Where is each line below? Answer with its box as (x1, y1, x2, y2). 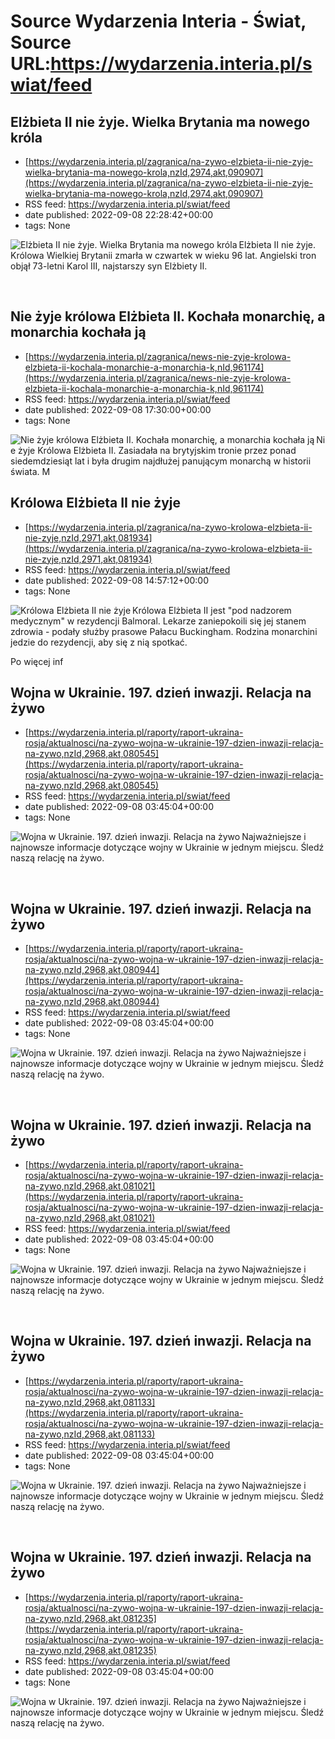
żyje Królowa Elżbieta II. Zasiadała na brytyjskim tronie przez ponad (18, 444, 297, 456)
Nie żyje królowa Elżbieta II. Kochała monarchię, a (10, 308, 326, 325)
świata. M (10, 465, 51, 477)
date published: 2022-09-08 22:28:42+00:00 (24, 209, 214, 220)
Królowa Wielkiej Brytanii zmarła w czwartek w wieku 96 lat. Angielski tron (10, 250, 317, 261)
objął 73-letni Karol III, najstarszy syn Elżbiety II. (10, 260, 208, 272)
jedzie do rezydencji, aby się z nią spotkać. (10, 636, 188, 648)
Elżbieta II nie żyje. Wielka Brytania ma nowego (10, 113, 311, 130)
